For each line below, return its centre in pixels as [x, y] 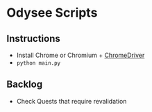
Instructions [33, 39]
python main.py [39, 63]
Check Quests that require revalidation [71, 101]
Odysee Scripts [52, 13]
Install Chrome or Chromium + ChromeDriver [81, 55]
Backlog [25, 85]
